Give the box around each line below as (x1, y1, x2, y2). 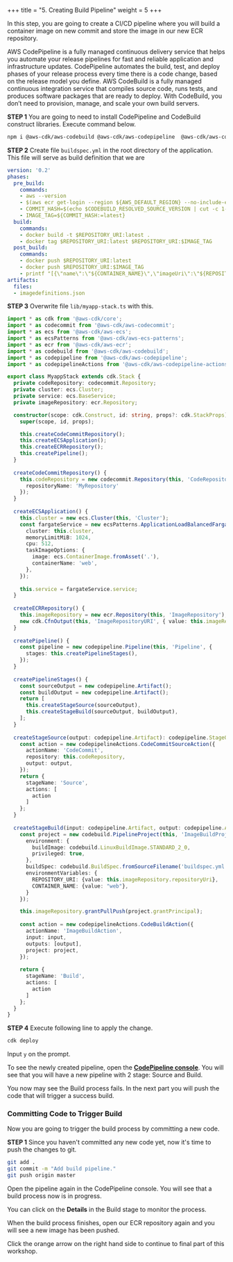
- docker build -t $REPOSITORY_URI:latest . (19, 231, 150, 238)
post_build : (13, 244, 49, 251)
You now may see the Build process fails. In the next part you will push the (7, 1084, 220, 1093)
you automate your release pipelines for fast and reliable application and (7, 55, 214, 63)
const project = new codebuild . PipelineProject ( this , (19, 831, 178, 838)
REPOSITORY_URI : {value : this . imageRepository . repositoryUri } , (32, 876, 218, 883)
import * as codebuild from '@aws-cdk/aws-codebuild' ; (7, 347, 169, 355)
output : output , (25, 760, 73, 767)
